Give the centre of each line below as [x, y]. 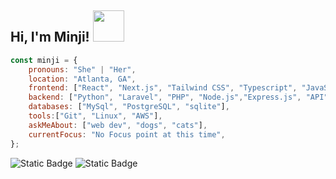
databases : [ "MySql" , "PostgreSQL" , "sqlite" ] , [129, 107]
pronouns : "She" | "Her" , [82, 69]
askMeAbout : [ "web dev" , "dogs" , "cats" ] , [118, 125]
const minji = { [44, 60]
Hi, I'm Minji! [50, 37]
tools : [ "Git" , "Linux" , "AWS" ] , [95, 116]
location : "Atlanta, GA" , [82, 79]
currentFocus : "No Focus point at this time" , [127, 134]
